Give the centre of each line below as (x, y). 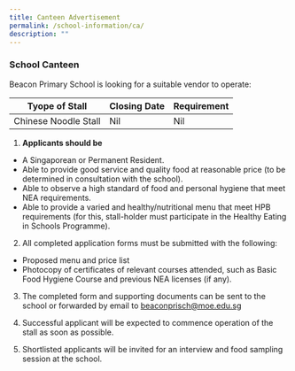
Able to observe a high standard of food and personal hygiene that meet (154, 188)
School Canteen (44, 65)
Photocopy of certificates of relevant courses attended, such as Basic (149, 269)
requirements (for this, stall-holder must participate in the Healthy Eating (154, 216)
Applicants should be (62, 143)
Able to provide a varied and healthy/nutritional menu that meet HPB (146, 207)
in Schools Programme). (66, 226)
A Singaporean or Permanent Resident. (93, 159)
